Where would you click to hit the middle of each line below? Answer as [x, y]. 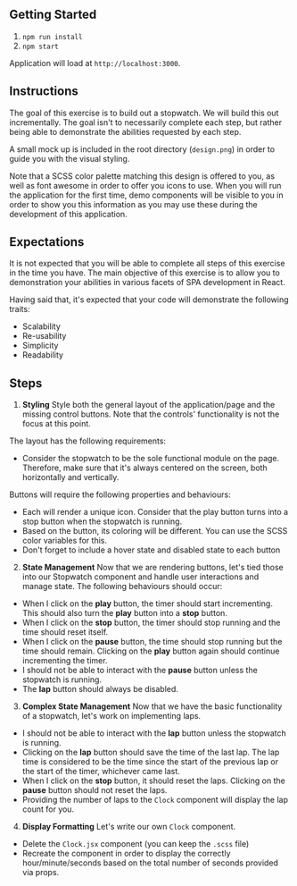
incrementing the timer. [65, 661]
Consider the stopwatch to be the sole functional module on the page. [151, 459]
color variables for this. [65, 541]
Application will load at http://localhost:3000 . [95, 63]
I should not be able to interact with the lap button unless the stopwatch [154, 733]
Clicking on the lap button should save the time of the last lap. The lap [151, 752]
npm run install [52, 37]
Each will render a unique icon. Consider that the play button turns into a [155, 512]
